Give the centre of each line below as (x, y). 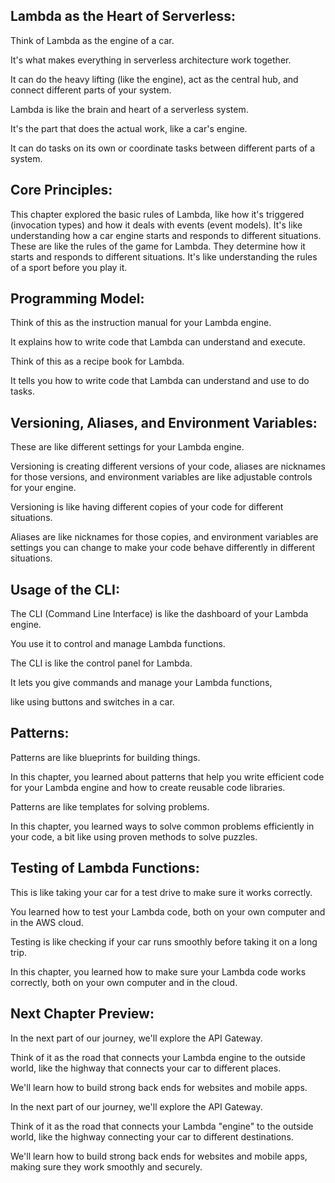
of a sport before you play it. (69, 267)
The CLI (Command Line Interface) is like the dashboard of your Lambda (159, 614)
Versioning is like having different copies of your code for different (147, 507)
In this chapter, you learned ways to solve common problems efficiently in (162, 826)
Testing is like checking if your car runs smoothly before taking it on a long (164, 941)
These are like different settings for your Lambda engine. (127, 447)
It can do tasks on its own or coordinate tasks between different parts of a (163, 148)
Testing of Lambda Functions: (105, 868)
